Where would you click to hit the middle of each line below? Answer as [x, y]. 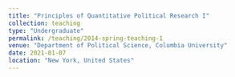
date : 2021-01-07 [37, 53]
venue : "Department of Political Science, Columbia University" [118, 46]
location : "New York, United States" [71, 61]
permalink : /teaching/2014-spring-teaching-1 [85, 38]
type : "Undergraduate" [46, 30]
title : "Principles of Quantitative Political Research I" [109, 16]
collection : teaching [45, 23]
